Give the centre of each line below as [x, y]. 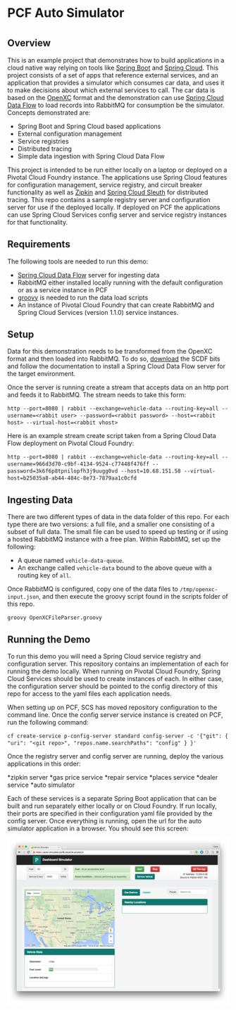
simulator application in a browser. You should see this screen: [98, 828]
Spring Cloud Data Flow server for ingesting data [88, 275]
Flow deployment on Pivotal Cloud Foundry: [71, 443]
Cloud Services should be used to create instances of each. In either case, [116, 679]
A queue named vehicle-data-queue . [71, 561]
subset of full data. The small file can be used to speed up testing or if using [118, 532]
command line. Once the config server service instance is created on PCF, [115, 715]
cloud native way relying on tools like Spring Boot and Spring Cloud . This [113, 68]
